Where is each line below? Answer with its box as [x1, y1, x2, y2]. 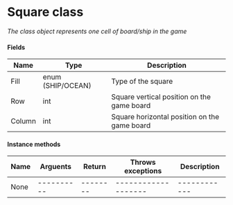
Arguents [40, 162, 71, 172]
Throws [130, 157, 156, 167]
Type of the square [111, 77, 173, 87]
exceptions [124, 166, 162, 176]
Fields [7, 43, 26, 51]
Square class [7, 4, 84, 20]
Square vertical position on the [111, 92, 212, 102]
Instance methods [7, 140, 61, 148]
